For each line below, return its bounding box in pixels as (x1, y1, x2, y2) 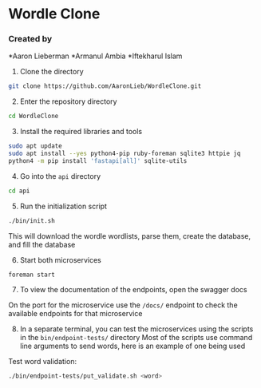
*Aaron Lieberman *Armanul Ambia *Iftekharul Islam (8, 51, 183, 61)
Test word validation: (8, 357, 77, 366)
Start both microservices (19, 255, 101, 264)
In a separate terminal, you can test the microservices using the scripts (19, 324, 254, 334)
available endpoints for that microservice (8, 309, 143, 319)
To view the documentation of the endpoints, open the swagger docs (19, 285, 247, 295)
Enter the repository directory (19, 97, 117, 106)
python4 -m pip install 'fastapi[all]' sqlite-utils (8, 156, 188, 164)
